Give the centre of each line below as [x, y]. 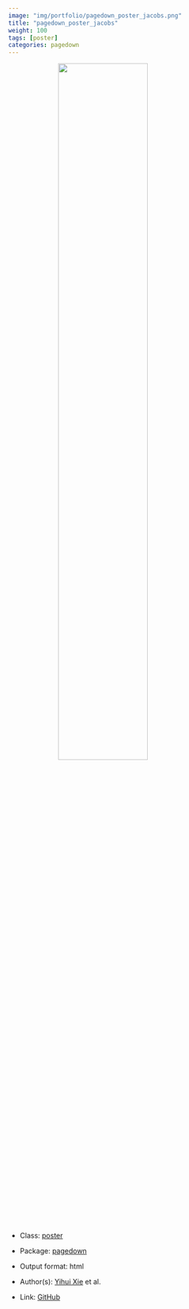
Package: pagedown [53, 1251]
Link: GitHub [40, 1297]
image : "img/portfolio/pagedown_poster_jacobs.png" [95, 15]
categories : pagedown [44, 45]
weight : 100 [28, 30]
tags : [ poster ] [33, 38]
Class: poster [41, 1236]
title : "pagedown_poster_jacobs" [63, 23]
